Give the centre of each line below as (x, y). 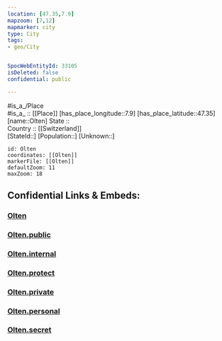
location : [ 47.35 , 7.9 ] (41, 14)
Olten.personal (34, 311)
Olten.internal (32, 254)
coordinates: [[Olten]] (43, 155)
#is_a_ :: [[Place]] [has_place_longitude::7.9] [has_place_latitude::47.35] (111, 113)
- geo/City (23, 47)
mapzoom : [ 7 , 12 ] (31, 21)
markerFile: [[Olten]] (41, 161)
